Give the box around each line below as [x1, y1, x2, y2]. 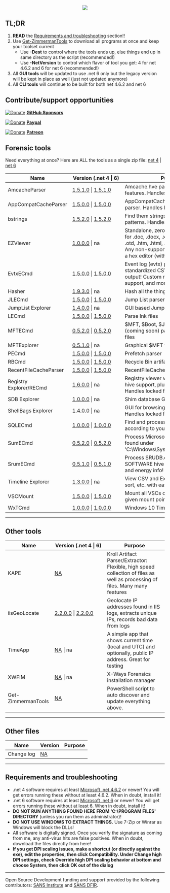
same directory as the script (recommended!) [20, 54, 115, 60]
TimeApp [8, 646, 29, 653]
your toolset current [12, 43, 54, 49]
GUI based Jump [124, 305, 165, 312]
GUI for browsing [124, 404, 165, 411]
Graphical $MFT [124, 342, 163, 349]
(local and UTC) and [107, 643, 155, 650]
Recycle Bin [124, 358, 153, 366]
